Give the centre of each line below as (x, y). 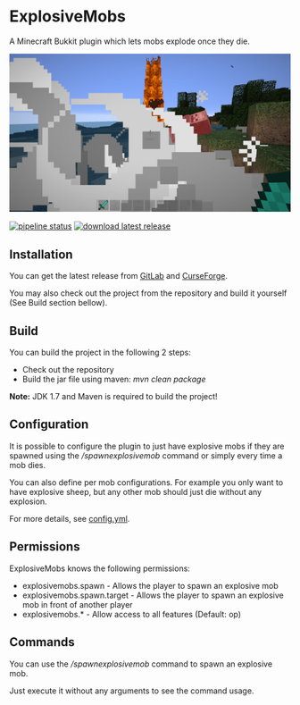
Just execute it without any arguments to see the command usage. (132, 691)
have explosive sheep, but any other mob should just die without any (135, 491)
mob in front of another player (77, 604)
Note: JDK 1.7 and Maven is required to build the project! (113, 397)
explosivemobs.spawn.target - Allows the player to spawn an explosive (153, 595)
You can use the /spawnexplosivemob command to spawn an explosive (141, 664)
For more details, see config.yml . (70, 518)
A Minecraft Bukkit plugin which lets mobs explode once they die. (129, 41)
